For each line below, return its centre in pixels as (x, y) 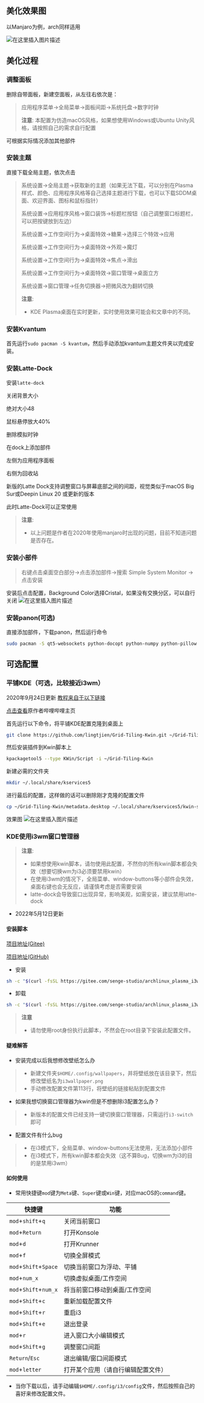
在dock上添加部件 (29, 447)
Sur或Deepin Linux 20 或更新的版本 (50, 494)
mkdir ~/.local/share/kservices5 (49, 783)
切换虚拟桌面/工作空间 (95, 1278)
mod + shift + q (27, 1221)
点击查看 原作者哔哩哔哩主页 (41, 710)
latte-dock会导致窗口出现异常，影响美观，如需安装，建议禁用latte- (114, 894)
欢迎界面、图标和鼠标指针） (66, 201)
